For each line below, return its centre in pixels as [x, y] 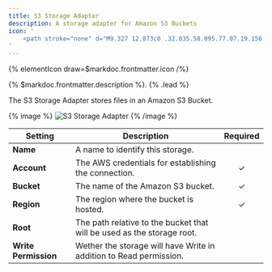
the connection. [105, 173]
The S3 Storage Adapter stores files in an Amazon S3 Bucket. [111, 100]
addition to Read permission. [130, 256]
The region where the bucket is [135, 199]
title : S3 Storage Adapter [54, 16]
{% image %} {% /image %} [93, 116]
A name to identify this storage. [135, 150]
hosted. [90, 210]
